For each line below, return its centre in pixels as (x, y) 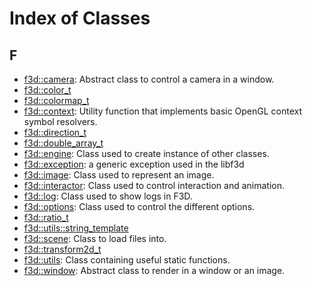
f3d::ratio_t (46, 217)
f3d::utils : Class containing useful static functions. (127, 260)
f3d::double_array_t (63, 143)
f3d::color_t (47, 90)
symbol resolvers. (60, 121)
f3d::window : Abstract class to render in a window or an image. (154, 270)
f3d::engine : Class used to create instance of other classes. (146, 153)
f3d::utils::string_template (76, 228)
